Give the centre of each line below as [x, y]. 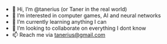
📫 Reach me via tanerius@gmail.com [58, 35]
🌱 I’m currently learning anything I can [59, 22]
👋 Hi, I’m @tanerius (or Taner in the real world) [70, 9]
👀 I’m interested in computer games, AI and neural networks [86, 15]
